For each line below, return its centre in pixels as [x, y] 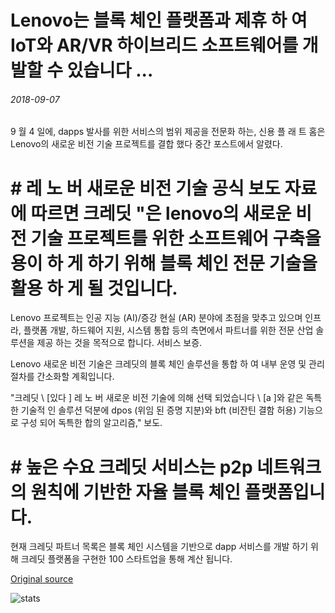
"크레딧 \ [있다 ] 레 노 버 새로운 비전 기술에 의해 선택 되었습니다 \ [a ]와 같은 [157, 398]
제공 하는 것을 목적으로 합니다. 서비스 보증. [119, 343]
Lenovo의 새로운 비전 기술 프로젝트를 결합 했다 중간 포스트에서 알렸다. [146, 144]
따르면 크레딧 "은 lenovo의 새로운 [161, 213]
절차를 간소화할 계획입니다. [62, 377]
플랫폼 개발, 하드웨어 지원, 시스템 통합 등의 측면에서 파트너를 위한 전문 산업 [168, 330]
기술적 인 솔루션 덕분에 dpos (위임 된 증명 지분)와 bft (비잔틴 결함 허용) [158, 410]
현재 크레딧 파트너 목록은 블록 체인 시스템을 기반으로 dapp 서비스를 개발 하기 [159, 547]
